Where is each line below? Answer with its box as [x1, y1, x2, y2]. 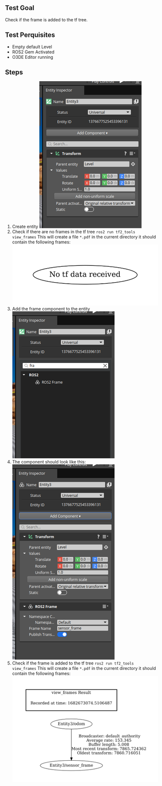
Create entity [12, 223, 38, 230]
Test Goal [5, 4, 35, 12]
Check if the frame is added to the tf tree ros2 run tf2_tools [12, 660, 134, 666]
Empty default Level [12, 44, 52, 50]
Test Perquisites [5, 31, 55, 39]
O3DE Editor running [12, 54, 53, 60]
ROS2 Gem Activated [12, 49, 55, 55]
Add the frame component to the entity [12, 306, 90, 311]
